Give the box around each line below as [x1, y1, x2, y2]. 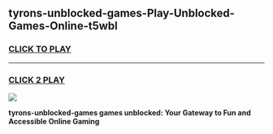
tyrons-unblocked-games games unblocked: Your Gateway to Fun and [8, 107, 251, 117]
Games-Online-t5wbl [8, 19, 118, 33]
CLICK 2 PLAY [8, 74, 65, 85]
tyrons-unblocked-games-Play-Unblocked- [8, 6, 236, 20]
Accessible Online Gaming [8, 116, 100, 126]
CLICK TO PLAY [8, 44, 71, 55]
